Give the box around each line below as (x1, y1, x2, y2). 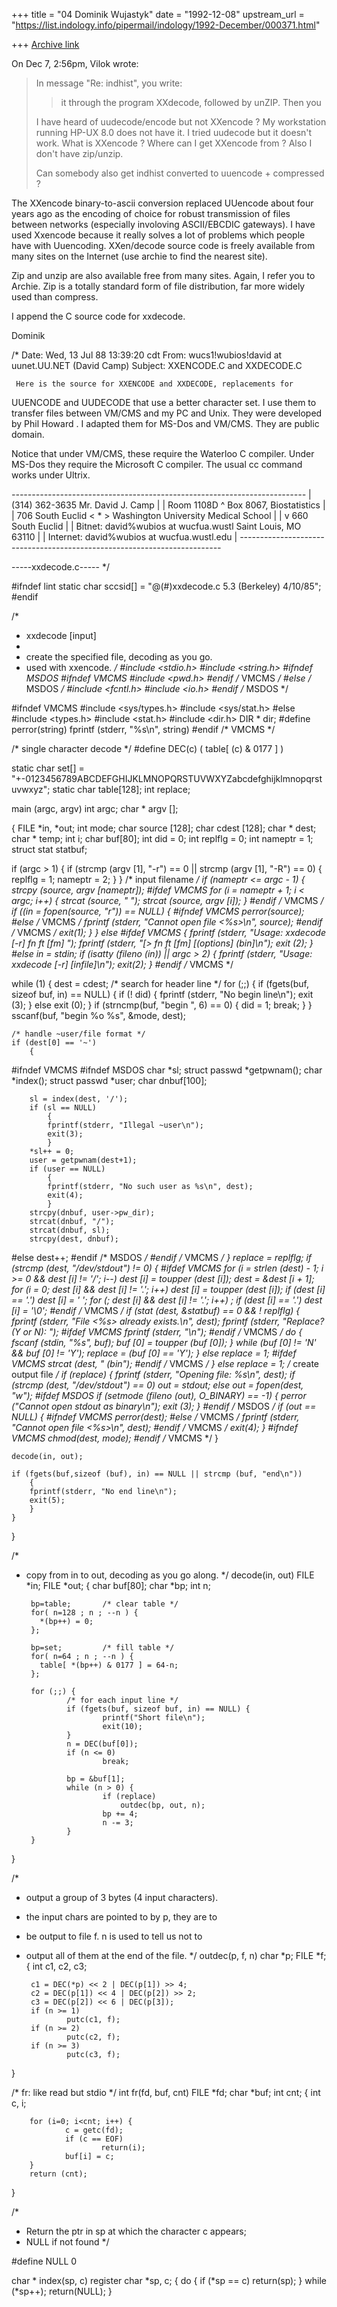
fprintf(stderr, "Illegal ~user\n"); (47, 1120, 204, 1130)
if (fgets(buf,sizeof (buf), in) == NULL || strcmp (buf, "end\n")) (11, 1469, 303, 1479)
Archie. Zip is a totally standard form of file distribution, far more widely (11, 280, 306, 292)
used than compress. (11, 291, 99, 303)
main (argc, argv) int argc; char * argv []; (11, 803, 179, 814)
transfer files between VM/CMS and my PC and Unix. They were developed (11, 407, 323, 419)
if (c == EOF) (64, 2134, 124, 2144)
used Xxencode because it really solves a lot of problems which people (11, 229, 306, 241)
